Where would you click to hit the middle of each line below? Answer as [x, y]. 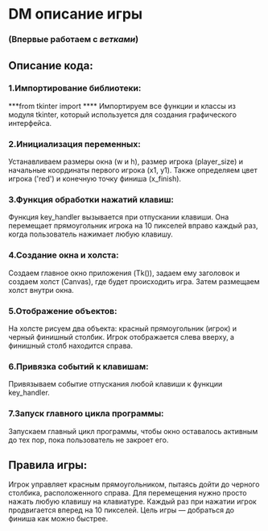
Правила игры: [48, 465]
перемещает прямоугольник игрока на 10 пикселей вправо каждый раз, [133, 226]
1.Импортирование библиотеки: [75, 88]
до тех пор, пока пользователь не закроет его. [89, 440]
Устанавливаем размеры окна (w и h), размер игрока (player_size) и [126, 161]
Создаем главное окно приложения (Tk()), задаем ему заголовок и [124, 273]
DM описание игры [76, 14]
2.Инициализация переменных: [74, 144]
